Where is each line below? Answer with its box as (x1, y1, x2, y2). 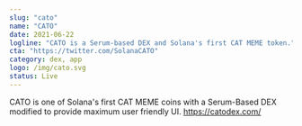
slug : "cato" (9, 13, 58, 22)
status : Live (9, 72, 58, 81)
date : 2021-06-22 (9, 30, 75, 39)
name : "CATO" (9, 22, 58, 31)
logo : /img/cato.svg (9, 64, 87, 73)
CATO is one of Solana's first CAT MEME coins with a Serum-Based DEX (9, 96, 277, 107)
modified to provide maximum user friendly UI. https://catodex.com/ (9, 105, 262, 117)
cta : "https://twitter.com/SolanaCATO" (9, 47, 159, 56)
